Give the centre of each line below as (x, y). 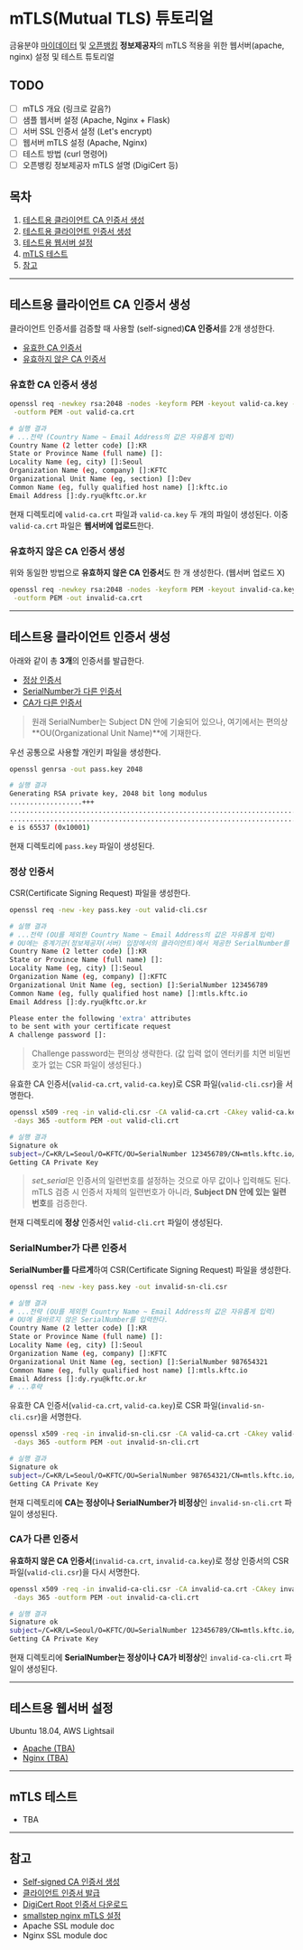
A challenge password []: (58, 1035)
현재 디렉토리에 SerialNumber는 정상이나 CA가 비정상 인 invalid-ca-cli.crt (146, 1658)
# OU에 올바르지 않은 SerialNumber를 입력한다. (89, 1320)
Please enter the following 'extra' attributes (101, 1018)
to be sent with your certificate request (90, 1027)
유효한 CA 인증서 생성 (53, 384)
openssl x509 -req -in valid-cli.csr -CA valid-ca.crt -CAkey (129, 1113)
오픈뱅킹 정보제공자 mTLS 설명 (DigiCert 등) (100, 165)
